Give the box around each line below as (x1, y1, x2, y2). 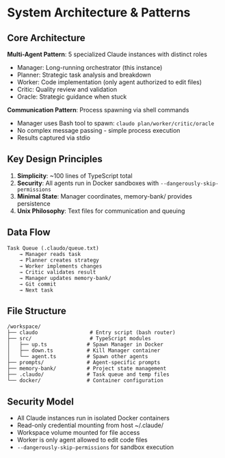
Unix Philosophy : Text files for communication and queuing (16, 207, 185, 215)
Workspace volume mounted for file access (16, 429, 140, 437)
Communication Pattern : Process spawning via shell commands (7, 106, 189, 114)
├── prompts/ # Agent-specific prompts (7, 359, 161, 366)
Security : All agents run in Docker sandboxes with (16, 179, 159, 187)
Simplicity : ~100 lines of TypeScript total (16, 171, 133, 179)
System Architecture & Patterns (7, 5, 191, 21)
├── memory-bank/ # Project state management (7, 365, 167, 372)
